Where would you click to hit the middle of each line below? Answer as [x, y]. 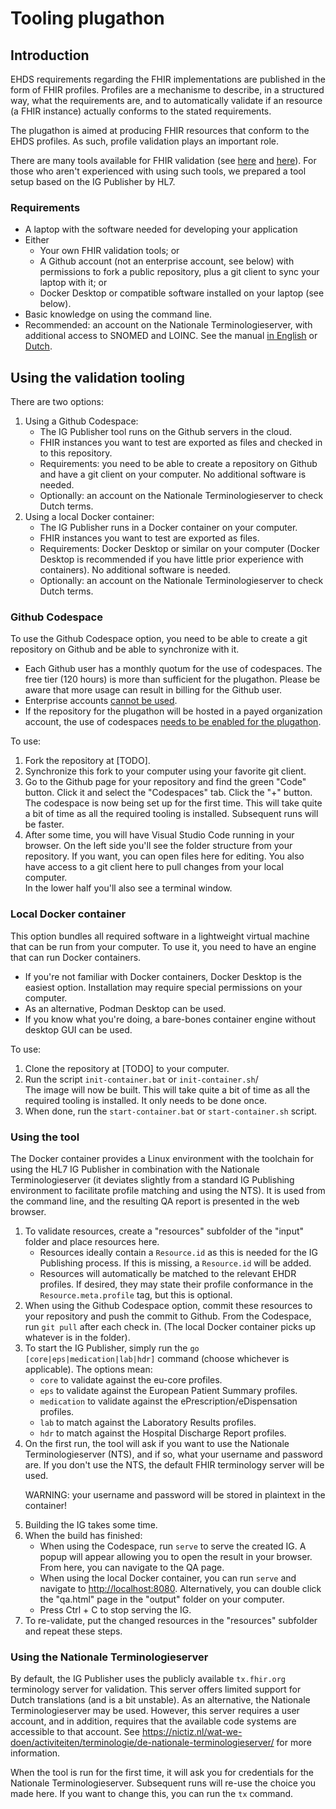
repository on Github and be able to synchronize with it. [125, 649]
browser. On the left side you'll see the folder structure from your [158, 846]
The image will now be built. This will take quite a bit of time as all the [167, 1089]
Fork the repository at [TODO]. [87, 761]
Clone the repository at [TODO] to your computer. [127, 1068]
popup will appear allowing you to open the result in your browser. [176, 1556]
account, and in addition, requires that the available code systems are [153, 1721]
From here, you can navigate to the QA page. [132, 1567]
